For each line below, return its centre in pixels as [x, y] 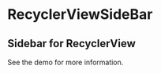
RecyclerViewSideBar [80, 15]
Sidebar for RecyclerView [71, 44]
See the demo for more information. [66, 62]
